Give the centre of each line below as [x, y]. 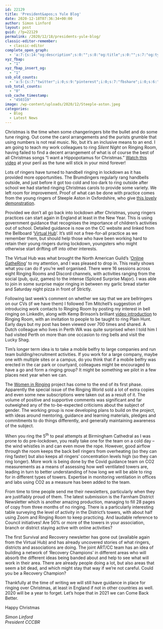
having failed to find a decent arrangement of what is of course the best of [80, 152]
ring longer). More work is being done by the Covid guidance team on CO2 [80, 461]
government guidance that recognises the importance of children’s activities [81, 223]
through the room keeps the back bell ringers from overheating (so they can [81, 451]
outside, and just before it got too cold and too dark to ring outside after [77, 182]
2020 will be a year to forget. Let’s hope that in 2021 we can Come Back [77, 593]
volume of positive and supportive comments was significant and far [73, 400]
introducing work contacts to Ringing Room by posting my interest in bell [78, 308]
